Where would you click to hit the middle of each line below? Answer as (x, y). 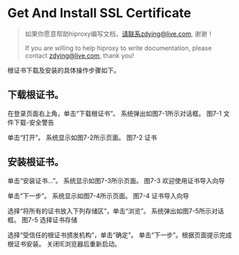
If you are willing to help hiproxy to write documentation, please (118, 48)
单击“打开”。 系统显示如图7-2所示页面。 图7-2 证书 (82, 137)
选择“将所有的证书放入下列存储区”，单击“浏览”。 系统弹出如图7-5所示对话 (116, 211)
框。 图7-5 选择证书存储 (42, 219)
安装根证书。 (36, 162)
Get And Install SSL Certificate (99, 13)
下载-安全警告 (34, 122)
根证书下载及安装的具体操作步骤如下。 (63, 70)
